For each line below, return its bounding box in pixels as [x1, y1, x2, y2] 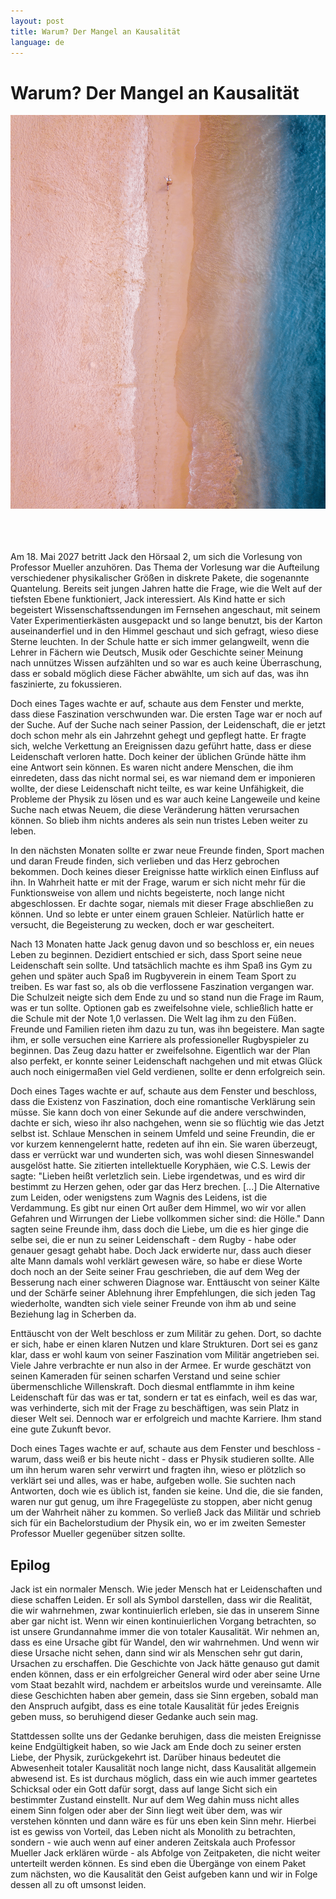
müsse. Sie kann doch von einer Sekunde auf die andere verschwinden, [10, 1106, 307, 1119]
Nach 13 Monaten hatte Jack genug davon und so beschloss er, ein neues [10, 938, 315, 950]
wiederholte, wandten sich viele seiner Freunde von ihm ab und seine [10, 1298, 297, 1310]
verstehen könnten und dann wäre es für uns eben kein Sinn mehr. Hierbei [10, 1815, 317, 1827]
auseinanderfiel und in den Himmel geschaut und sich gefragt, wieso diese [10, 625, 319, 637]
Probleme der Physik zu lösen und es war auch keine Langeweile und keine [10, 793, 321, 805]
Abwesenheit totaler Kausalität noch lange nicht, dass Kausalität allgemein [10, 1762, 317, 1774]
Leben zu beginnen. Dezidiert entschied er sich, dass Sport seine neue [10, 949, 303, 961]
